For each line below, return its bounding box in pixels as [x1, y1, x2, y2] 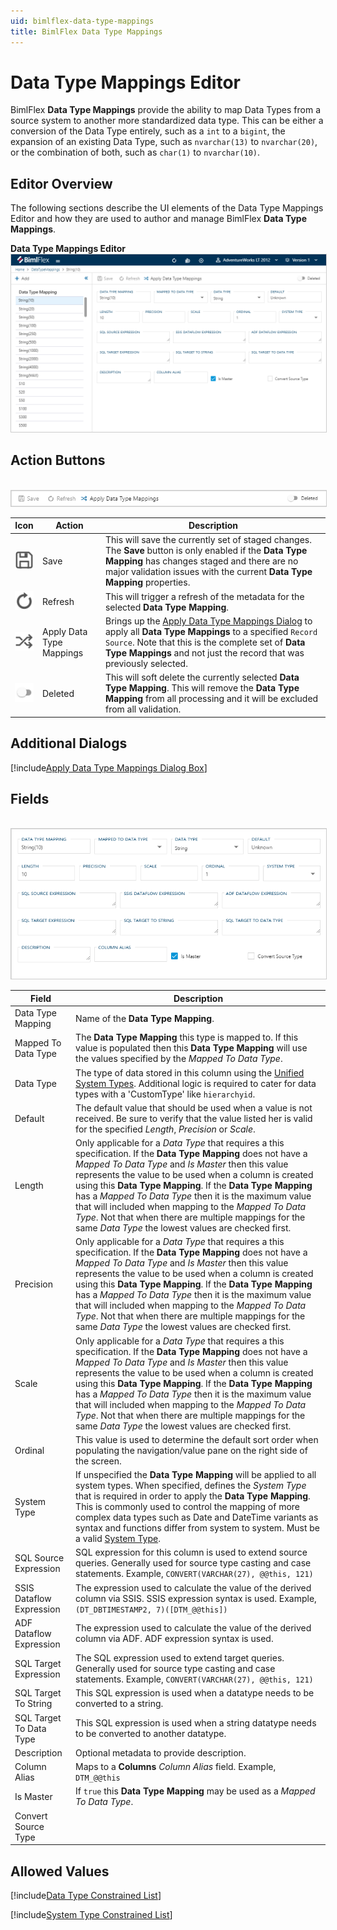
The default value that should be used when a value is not [75, 1101, 313, 1114]
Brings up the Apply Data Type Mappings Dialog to [104, 615, 313, 627]
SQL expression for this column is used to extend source [75, 1546, 308, 1559]
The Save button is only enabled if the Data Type [104, 545, 308, 557]
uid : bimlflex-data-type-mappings [10, 16, 155, 26]
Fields [10, 790, 50, 807]
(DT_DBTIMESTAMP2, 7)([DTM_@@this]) [75, 1605, 228, 1615]
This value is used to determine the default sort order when [75, 1433, 319, 1445]
